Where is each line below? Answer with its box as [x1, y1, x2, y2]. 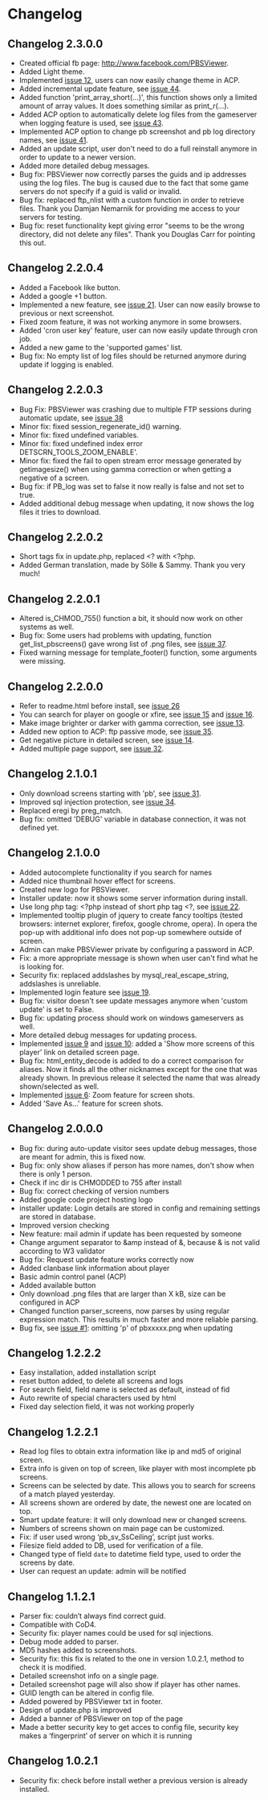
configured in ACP [18, 1297, 80, 1307]
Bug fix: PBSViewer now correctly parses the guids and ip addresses [18, 170, 247, 179]
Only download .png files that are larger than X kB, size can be [18, 1289, 226, 1298]
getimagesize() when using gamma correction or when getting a [18, 464, 232, 474]
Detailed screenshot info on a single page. [18, 1670, 160, 1680]
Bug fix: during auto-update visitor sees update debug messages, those [18, 1143, 258, 1152]
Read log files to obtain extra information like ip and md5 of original [18, 1446, 242, 1456]
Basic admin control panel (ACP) [18, 1272, 127, 1281]
